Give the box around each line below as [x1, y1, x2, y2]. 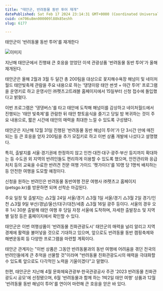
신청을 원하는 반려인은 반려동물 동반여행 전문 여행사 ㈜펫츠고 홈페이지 [5, 178, 136, 184]
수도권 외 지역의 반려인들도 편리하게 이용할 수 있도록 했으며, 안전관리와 [15, 156, 149, 162]
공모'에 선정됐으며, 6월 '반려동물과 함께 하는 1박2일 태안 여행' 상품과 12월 [17, 275, 156, 281]
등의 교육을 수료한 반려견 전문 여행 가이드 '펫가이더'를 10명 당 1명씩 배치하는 [14, 162, 157, 168]
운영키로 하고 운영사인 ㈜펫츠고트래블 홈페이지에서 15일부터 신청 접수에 [10, 88, 145, 94]
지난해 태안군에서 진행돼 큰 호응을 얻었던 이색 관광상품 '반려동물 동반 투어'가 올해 [5, 59, 158, 66]
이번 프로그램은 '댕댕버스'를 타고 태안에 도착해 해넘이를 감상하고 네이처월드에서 [5, 105, 154, 111]
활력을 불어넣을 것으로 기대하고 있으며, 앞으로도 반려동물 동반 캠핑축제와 [17, 230, 154, 235]
